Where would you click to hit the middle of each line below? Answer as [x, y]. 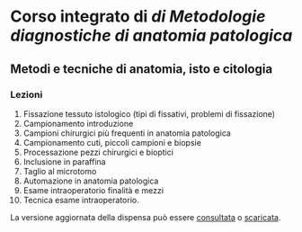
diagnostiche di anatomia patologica [151, 36]
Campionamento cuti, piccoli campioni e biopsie [112, 142]
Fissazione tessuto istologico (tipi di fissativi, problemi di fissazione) [149, 113]
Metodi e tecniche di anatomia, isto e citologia [142, 69]
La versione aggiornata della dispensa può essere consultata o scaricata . [146, 217]
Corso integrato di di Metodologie [138, 17]
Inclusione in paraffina [64, 161]
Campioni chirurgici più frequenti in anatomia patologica [127, 133]
